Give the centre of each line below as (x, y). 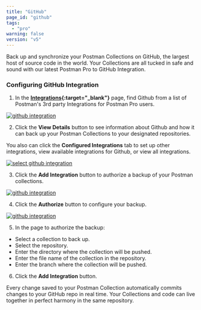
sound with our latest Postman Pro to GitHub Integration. (76, 69)
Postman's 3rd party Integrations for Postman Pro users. (85, 104)
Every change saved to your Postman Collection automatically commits (94, 288)
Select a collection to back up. (52, 239)
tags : (13, 23)
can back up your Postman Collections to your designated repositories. (103, 134)
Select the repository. (41, 245)
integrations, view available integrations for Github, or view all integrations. (98, 152)
